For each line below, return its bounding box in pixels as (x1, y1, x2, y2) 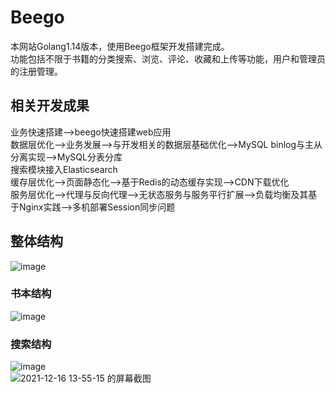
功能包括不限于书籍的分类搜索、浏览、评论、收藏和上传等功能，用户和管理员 (10, 52, 326, 65)
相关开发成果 (10, 97, 90, 115)
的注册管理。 (10, 65, 63, 77)
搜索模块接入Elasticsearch (10, 163, 118, 175)
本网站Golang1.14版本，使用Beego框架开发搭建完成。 (10, 40, 230, 52)
